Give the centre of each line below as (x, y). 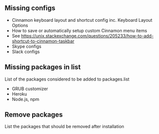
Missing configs (30, 8)
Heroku (19, 94)
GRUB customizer (30, 89)
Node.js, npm (26, 99)
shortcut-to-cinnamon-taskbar (43, 41)
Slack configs (26, 51)
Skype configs (26, 46)
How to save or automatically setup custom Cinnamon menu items (79, 30)
